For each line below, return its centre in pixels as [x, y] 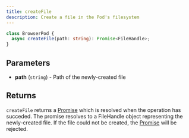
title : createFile [29, 12]
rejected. [17, 129]
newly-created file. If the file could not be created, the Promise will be [92, 123]
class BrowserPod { [30, 33]
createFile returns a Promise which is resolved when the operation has [94, 110]
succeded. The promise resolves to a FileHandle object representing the [94, 116]
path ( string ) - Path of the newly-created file [70, 77]
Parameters [28, 63]
